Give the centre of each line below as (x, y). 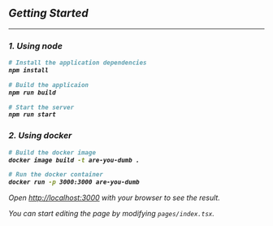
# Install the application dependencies (78, 63)
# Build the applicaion (49, 85)
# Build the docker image (52, 152)
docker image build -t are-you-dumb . (74, 160)
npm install (28, 70)
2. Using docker (40, 136)
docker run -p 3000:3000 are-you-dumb (74, 182)
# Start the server (41, 107)
